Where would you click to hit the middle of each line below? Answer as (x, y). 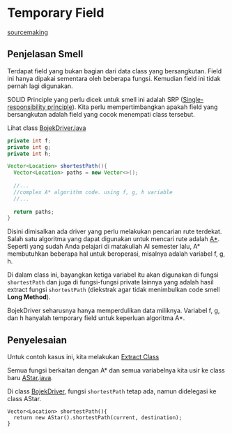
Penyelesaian (37, 340)
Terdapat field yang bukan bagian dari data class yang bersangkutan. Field (115, 71)
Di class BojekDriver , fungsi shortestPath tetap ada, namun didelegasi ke (112, 391)
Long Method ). (29, 297)
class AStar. (24, 399)
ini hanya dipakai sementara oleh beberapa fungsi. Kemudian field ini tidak (114, 78)
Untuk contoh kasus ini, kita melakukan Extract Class (83, 357)
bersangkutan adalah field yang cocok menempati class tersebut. (101, 114)
